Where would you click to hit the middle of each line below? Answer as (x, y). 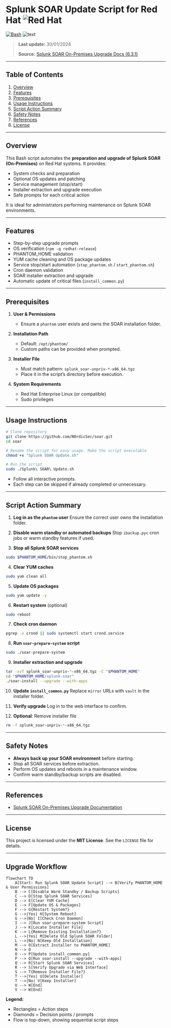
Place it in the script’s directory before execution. (72, 374)
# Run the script (24, 464)
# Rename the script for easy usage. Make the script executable (76, 451)
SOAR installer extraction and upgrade (53, 275)
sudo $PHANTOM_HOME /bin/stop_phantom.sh (49, 557)
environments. (21, 210)
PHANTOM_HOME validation (43, 254)
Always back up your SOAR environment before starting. (73, 758)
